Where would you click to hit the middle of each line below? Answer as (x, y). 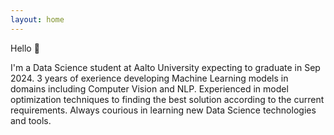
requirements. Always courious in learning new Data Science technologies (163, 110)
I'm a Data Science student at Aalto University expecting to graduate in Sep (165, 67)
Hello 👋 (25, 48)
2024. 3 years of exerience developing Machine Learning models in (149, 78)
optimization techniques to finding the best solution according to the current (167, 99)
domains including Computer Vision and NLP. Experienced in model (149, 88)
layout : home (37, 19)
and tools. (31, 120)
